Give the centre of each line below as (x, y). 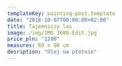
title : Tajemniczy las (40, 26)
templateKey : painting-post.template (61, 13)
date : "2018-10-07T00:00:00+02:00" (58, 20)
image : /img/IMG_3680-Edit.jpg (52, 33)
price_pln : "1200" (33, 39)
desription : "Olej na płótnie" (52, 52)
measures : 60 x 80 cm (38, 45)
